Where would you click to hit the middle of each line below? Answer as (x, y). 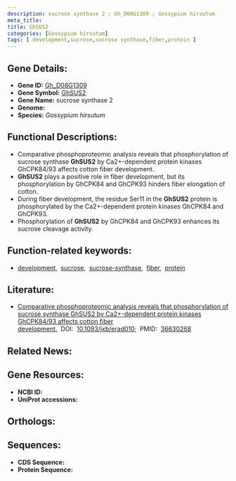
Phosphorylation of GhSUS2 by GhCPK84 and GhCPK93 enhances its (118, 221)
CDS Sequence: (41, 462)
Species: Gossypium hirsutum (61, 115)
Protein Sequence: (45, 469)
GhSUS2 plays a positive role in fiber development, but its (101, 176)
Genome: (31, 107)
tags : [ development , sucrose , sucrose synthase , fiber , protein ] (102, 40)
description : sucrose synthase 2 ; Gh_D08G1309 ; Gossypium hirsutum (111, 14)
